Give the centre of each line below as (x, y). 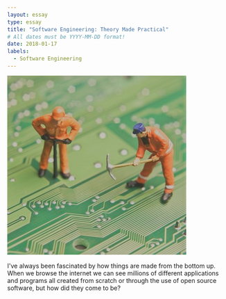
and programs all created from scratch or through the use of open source (112, 280)
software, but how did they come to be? (64, 288)
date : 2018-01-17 (32, 44)
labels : (18, 51)
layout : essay (28, 15)
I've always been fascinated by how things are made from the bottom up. (112, 266)
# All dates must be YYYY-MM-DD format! (67, 37)
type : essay (24, 22)
